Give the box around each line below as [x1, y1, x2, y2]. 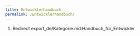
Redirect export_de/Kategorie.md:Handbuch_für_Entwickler [12, 25, 135, 31]
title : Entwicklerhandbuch [5, 7, 61, 12]
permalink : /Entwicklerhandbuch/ [5, 12, 75, 17]
